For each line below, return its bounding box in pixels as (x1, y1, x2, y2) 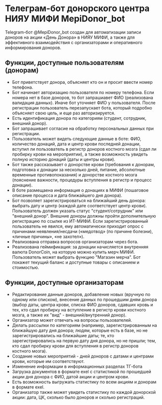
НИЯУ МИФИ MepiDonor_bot (5, 13, 125, 24)
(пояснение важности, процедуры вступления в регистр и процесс (12, 177, 152, 183)
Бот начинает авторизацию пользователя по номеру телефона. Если (12, 89, 154, 95)
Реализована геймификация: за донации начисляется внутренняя (12, 244, 148, 249)
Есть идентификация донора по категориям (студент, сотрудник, (12, 115, 147, 121)
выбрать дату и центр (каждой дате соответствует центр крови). (12, 202, 147, 208)
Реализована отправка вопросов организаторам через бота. (12, 238, 139, 245)
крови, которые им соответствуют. (12, 358, 85, 364)
